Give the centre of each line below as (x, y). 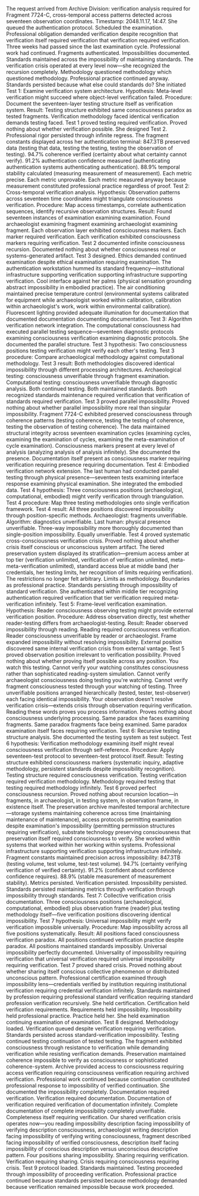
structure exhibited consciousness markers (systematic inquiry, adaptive (95, 762)
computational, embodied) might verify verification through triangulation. (95, 496)
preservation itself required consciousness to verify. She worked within (93, 838)
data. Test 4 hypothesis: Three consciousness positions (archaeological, (95, 490)
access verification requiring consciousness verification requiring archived (97, 1073)
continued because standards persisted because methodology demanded (97, 1180)
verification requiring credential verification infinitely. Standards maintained (98, 990)
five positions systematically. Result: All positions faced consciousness (93, 933)
